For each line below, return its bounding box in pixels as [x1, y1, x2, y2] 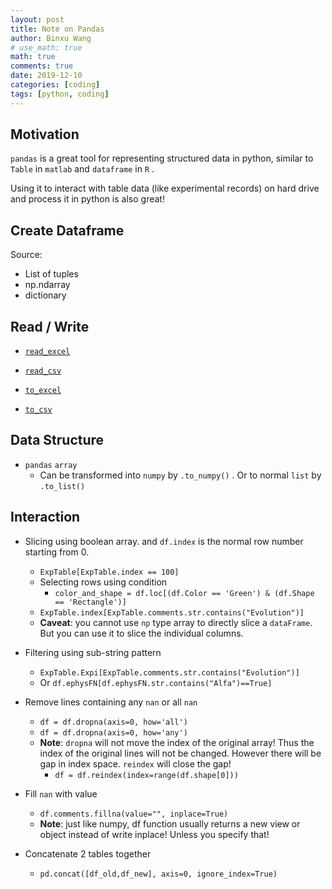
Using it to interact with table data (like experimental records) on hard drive [10, 182, 320, 195]
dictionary [24, 289, 67, 301]
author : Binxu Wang [10, 33, 92, 43]
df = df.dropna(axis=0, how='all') [39, 717, 188, 727]
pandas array [24, 460, 78, 470]
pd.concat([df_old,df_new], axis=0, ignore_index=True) [39, 869, 278, 879]
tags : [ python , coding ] [10, 89, 110, 99]
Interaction [10, 509, 81, 526]
